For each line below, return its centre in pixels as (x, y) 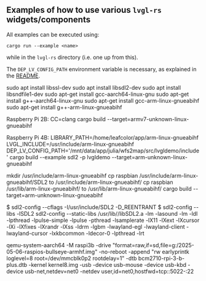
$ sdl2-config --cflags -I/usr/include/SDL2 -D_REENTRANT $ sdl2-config (99, 207)
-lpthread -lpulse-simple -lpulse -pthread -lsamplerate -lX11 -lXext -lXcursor (103, 220)
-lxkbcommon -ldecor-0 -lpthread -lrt (97, 233)
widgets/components (49, 20)
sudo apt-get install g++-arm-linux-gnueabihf (64, 107)
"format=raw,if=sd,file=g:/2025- (153, 245)
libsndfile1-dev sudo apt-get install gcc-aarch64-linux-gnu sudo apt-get (98, 94)
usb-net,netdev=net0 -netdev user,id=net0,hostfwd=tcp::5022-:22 (109, 271)
